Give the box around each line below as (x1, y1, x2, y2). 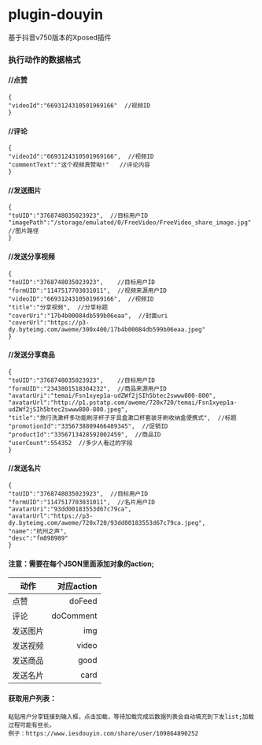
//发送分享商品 (8, 350, 55, 360)
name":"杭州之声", (11, 527, 68, 536)
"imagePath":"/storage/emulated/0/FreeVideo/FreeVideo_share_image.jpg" (8, 219, 252, 226)
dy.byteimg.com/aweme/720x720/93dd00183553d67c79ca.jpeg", (8, 519, 206, 527)
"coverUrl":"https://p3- (8, 318, 90, 327)
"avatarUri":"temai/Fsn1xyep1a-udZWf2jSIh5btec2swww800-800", (8, 391, 216, 399)
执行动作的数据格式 (8, 54, 81, 65)
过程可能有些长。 (8, 721, 56, 729)
